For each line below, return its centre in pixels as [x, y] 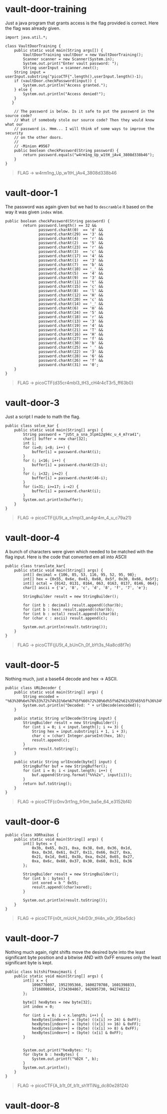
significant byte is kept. [29, 962]
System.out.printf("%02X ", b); [65, 1059]
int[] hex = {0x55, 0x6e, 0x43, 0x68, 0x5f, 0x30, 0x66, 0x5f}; [91, 579]
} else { [23, 90]
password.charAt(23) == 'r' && [71, 247]
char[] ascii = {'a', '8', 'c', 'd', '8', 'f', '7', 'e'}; [85, 588]
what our [14, 124]
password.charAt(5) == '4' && [71, 273]
